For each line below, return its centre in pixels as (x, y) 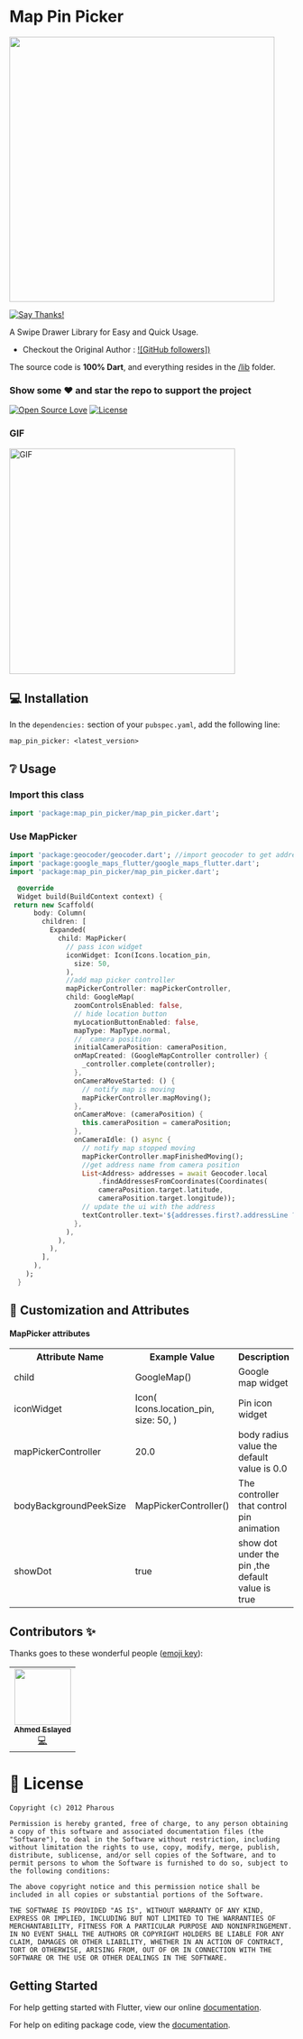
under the (259, 1555)
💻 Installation (49, 698)
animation (259, 1528)
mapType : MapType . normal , (122, 1030)
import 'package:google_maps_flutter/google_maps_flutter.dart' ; (134, 863)
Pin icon (255, 1403)
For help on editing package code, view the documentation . (120, 2025)
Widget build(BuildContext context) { (91, 896)
